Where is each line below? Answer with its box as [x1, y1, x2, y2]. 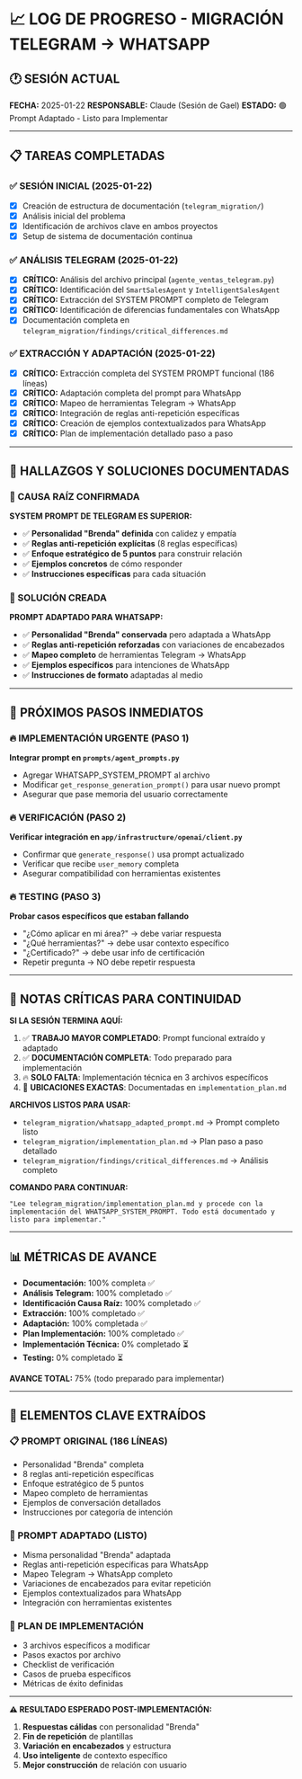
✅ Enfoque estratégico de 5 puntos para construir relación [22, 547, 243, 559]
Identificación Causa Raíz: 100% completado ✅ [22, 1298, 201, 1309]
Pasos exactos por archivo [22, 1650, 121, 1660]
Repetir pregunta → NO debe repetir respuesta [22, 956, 196, 968]
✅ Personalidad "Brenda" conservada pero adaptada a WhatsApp [22, 629, 271, 640]
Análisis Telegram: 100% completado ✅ [22, 1288, 173, 1299]
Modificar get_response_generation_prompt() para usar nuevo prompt [22, 778, 280, 789]
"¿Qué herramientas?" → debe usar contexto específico [22, 938, 229, 948]
